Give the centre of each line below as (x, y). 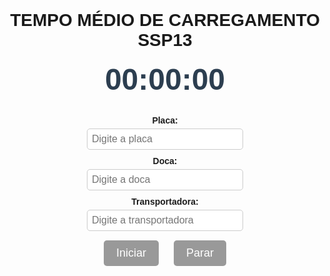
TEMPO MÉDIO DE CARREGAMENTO (165, 20)
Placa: (165, 120)
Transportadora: (165, 201)
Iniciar (131, 253)
